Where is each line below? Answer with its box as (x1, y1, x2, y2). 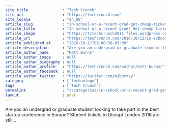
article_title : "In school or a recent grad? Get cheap (5, 26, 154, 31)
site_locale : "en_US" (5, 17, 83, 22)
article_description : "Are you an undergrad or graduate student (5, 45, 160, 50)
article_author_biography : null (5, 59, 76, 65)
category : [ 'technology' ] (5, 78, 99, 83)
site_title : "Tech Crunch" (5, 7, 97, 13)
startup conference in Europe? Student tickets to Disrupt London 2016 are (5, 112, 160, 118)
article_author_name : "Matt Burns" (5, 50, 95, 55)
